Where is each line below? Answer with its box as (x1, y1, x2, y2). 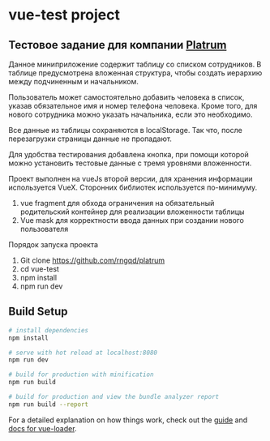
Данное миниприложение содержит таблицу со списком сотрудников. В (8, 59, 262, 69)
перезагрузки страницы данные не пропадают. (8, 134, 173, 143)
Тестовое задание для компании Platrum (8, 38, 227, 52)
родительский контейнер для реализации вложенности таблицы (19, 207, 245, 216)
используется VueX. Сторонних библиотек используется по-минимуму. (8, 182, 258, 192)
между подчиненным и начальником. (8, 77, 139, 86)
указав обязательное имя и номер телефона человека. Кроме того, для (8, 101, 258, 110)
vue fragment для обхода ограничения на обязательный (19, 199, 215, 208)
